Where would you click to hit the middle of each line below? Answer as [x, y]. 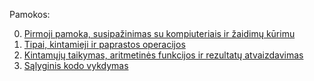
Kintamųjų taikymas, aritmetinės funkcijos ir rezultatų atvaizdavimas [163, 55]
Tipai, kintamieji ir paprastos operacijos [104, 44]
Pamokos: [30, 14]
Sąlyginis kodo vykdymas [76, 65]
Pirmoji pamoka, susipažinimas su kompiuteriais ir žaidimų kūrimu [159, 33]
